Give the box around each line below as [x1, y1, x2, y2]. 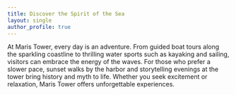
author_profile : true [7, 23, 71, 30]
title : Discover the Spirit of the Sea [7, 10, 125, 18]
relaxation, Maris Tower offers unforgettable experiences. [7, 80, 175, 89]
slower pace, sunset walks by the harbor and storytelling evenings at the [7, 65, 219, 74]
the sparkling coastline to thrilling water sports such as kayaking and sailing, [7, 50, 230, 58]
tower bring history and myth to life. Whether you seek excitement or [7, 72, 208, 81]
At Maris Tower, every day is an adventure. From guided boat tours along [7, 43, 220, 51]
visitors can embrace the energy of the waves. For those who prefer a [7, 58, 211, 66]
